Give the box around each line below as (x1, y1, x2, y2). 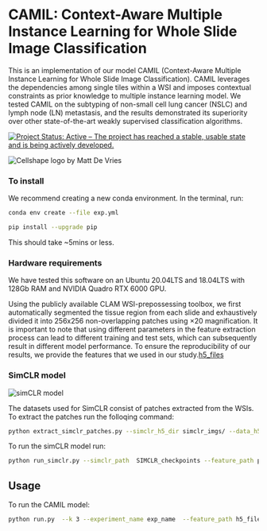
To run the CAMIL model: (8, 500, 90, 510)
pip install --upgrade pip (8, 223, 98, 231)
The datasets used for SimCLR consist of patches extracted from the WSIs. (8, 403, 254, 413)
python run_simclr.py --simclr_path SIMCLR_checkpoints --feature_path (8, 457, 254, 465)
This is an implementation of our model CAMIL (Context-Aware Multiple (8, 65, 242, 75)
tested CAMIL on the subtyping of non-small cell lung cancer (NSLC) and (8, 99, 248, 109)
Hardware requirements (8, 257, 103, 268)
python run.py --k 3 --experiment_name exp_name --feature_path (8, 515, 233, 524)
